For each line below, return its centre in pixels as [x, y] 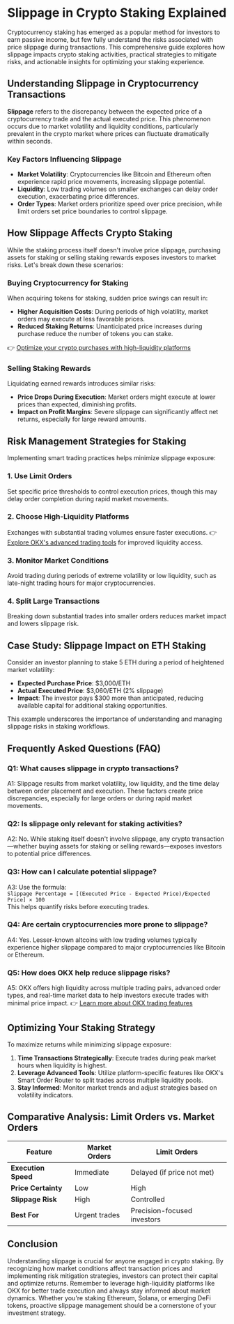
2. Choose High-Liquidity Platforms [68, 517]
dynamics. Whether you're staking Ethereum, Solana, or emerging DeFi [109, 1298]
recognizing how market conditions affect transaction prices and [100, 1268]
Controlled [148, 1199]
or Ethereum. [26, 954]
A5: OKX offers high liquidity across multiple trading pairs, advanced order [114, 988]
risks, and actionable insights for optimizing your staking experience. [106, 61]
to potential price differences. [49, 854]
